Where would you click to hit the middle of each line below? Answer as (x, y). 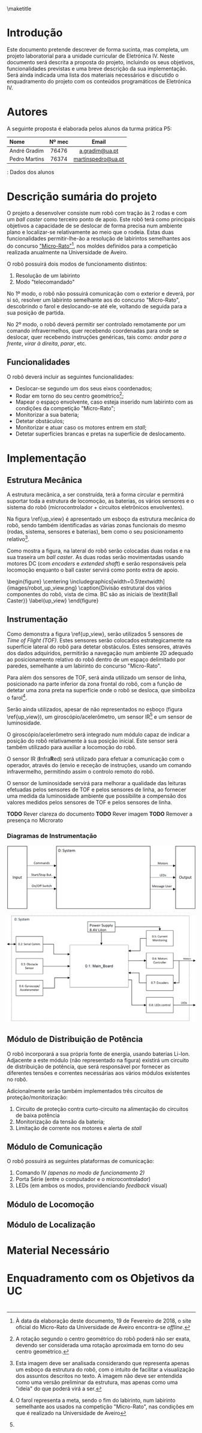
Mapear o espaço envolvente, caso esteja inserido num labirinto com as (104, 402)
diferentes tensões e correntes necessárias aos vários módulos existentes (99, 1073)
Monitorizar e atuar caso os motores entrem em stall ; (81, 428)
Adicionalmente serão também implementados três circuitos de (85, 1090)
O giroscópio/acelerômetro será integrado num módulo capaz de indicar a (98, 735)
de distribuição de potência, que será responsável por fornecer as (88, 1067)
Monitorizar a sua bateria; (47, 415)
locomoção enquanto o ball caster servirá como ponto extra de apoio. (93, 570)
